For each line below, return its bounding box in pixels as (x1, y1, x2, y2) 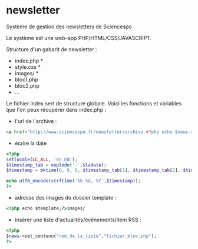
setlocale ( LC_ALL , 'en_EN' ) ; (6, 157, 78, 162)
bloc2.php (14, 82, 40, 89)
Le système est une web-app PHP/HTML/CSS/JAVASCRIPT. (6, 34, 152, 41)
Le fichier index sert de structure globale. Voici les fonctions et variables (6, 99, 182, 107)
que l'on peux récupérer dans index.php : (6, 106, 107, 113)
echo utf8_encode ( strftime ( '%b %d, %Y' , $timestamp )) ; (6, 178, 141, 184)
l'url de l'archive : (14, 117, 57, 124)
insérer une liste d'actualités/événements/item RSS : (14, 216, 141, 223)
